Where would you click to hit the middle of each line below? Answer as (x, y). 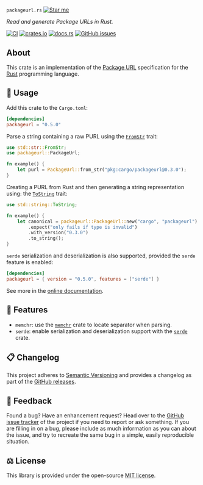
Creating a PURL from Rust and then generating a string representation (95, 187)
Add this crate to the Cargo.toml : (47, 107)
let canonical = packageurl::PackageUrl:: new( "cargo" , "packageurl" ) (108, 221)
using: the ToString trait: (37, 193)
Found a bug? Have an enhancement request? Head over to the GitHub (95, 415)
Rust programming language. (43, 74)
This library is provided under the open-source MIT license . (81, 475)
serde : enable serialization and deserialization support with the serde (101, 331)
